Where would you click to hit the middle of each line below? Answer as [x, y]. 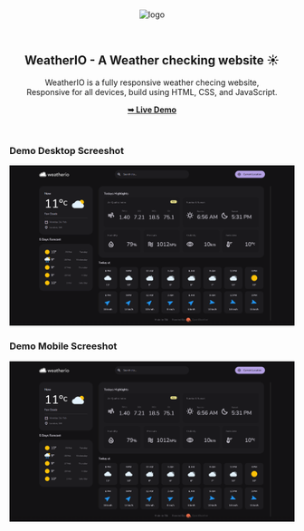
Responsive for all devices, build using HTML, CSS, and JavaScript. [152, 92]
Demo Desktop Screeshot [67, 150]
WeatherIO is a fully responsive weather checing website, [152, 82]
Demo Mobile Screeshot [63, 346]
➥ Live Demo [152, 110]
